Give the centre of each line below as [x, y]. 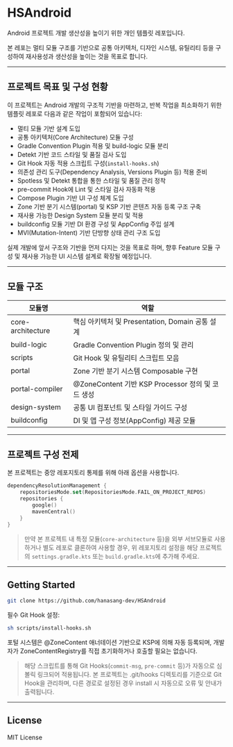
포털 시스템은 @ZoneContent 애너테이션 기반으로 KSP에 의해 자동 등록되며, [110, 642]
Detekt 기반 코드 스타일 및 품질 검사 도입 [72, 154]
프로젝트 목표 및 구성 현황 [58, 87]
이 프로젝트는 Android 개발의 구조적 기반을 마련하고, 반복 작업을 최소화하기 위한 [114, 105]
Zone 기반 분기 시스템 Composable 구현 [136, 371]
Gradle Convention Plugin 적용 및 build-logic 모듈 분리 [93, 146]
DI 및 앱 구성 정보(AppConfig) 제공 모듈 [135, 420]
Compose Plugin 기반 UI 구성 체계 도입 [70, 198]
